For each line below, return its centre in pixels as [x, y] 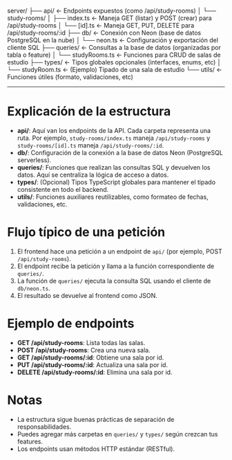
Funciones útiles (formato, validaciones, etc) [70, 77]
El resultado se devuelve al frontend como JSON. [87, 295]
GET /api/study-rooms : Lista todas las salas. [81, 342]
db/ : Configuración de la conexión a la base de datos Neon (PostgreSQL [120, 152]
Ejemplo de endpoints [71, 324]
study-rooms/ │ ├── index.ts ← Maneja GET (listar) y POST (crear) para [109, 18]
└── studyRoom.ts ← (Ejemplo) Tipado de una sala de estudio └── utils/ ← [115, 70]
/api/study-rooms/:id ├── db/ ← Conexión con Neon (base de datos [104, 33]
